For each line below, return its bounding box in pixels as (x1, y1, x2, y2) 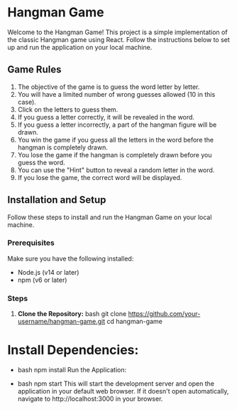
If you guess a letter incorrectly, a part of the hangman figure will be (17, 120, 217, 129)
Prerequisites (7, 238, 55, 248)
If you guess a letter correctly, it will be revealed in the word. (17, 112, 195, 121)
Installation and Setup (7, 194, 106, 206)
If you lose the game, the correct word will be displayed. (17, 173, 182, 182)
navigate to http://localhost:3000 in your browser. (17, 394, 163, 403)
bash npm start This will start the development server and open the (17, 379, 215, 388)
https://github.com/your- (128, 310, 201, 318)
